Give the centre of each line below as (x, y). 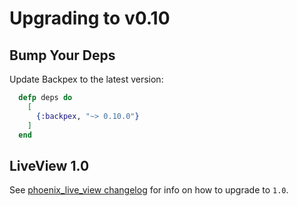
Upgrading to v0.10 (90, 18)
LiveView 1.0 (49, 165)
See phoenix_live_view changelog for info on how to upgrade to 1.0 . (149, 190)
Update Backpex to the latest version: (86, 79)
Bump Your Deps (62, 55)
